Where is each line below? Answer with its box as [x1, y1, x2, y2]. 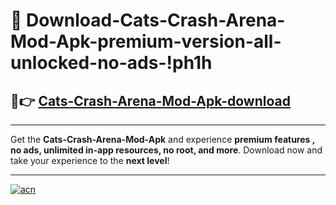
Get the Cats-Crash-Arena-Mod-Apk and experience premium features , [10, 134, 315, 145]
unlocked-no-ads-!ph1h [10, 52, 213, 74]
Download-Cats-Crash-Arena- [26, 9, 286, 32]
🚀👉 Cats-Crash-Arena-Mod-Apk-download [10, 92, 291, 109]
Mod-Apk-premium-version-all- [10, 30, 282, 53]
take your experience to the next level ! [10, 155, 170, 166]
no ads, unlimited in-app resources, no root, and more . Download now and [10, 144, 323, 156]
